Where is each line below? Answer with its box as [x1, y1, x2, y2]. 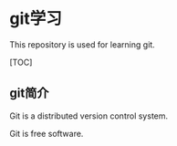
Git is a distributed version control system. [9, 110, 169, 121]
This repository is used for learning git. [9, 38, 155, 50]
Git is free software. [9, 128, 84, 139]
